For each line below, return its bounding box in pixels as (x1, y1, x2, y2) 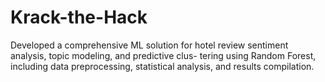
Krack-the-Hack (10, 6, 148, 29)
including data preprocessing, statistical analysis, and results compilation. (10, 60, 315, 72)
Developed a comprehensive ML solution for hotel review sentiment (10, 39, 289, 51)
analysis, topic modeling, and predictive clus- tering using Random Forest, (10, 49, 317, 61)
